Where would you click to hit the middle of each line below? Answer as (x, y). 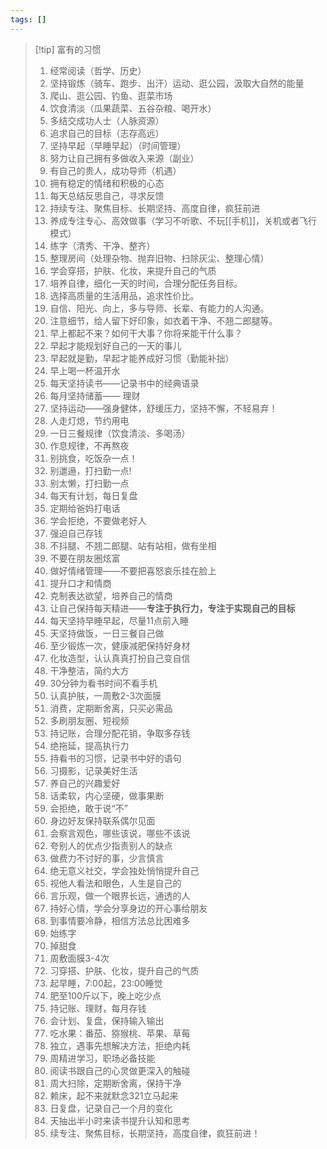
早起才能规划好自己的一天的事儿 (115, 345)
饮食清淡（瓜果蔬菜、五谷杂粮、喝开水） (133, 108)
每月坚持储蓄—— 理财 (95, 395)
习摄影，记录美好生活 (93, 770)
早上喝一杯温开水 (85, 370)
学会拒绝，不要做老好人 (98, 520)
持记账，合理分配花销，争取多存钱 (120, 733)
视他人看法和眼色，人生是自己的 (115, 883)
